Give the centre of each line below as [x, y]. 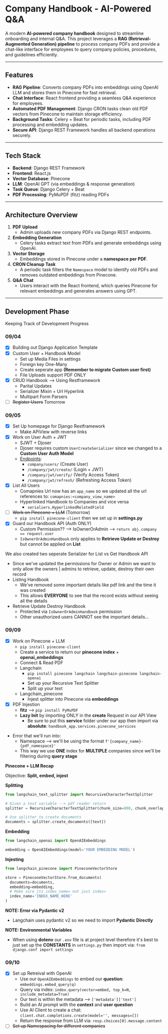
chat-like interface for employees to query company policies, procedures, [81, 49]
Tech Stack [23, 156]
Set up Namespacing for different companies [59, 1026]
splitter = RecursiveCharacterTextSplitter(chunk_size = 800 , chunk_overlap [85, 808]
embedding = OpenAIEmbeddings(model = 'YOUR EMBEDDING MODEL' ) [70, 850]
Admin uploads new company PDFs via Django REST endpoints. [85, 232]
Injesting [14, 859]
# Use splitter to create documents [43, 817]
